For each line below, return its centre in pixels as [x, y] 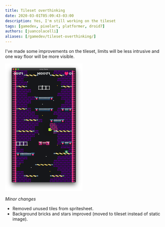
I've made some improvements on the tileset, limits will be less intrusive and [82, 51]
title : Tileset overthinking [35, 10]
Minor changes [21, 199]
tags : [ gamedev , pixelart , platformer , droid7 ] [55, 26]
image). [20, 219]
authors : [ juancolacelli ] [32, 31]
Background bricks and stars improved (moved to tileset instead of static [86, 214]
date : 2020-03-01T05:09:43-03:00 [40, 16]
